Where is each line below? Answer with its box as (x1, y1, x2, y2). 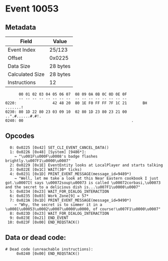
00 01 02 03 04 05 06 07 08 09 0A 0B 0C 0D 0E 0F (18, 92, 127, 97)
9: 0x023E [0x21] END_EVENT (10, 215, 69, 220)
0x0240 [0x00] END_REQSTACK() (16, 251, 80, 256)
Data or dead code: (5, 233, 66, 242)
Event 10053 (5, 3, 59, 15)
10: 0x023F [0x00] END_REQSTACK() (7, 219, 80, 225)
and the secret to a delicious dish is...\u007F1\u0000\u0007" (5, 184, 141, 190)
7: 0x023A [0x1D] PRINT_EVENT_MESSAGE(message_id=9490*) (10, 198, 132, 203)
